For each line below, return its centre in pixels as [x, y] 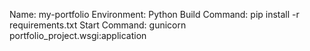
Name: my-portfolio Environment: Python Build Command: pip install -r [154, 14]
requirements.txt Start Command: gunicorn [98, 25]
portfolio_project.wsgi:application [78, 35]
